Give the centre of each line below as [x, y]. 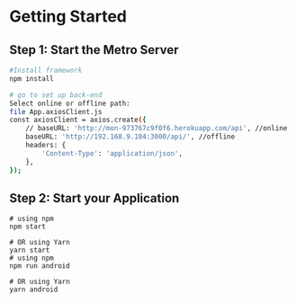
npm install [31, 78]
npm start [28, 227]
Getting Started [68, 17]
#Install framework [46, 70]
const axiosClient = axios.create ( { [78, 120]
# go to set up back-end [56, 95]
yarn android [34, 290]
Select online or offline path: [70, 103]
